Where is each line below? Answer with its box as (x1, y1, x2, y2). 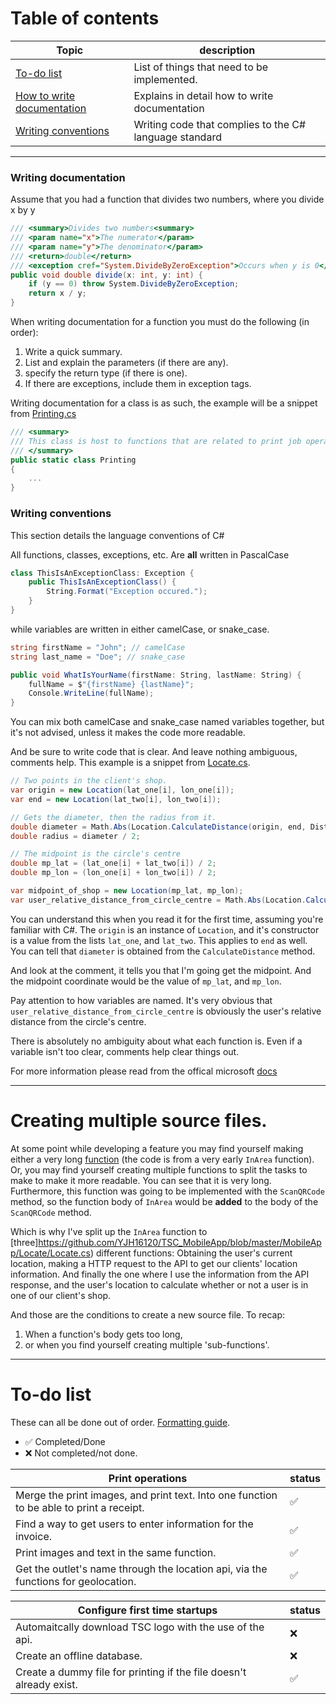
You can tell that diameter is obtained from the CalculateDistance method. (10, 945, 316, 957)
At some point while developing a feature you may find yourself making (10, 1142, 304, 1154)
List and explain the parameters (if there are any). (24, 357, 229, 369)
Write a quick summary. (24, 346, 123, 358)
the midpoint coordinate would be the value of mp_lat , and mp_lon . (10, 975, 282, 987)
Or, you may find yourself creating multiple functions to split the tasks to (10, 1163, 308, 1176)
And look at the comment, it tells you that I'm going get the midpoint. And (10, 964, 312, 976)
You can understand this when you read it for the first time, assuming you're (10, 913, 324, 925)
